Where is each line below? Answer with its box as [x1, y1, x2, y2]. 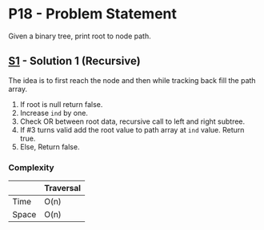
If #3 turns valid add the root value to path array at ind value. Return [19, 125, 245, 134]
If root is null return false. [19, 99, 103, 109]
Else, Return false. [19, 141, 80, 152]
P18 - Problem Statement [8, 5, 178, 23]
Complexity [8, 161, 54, 172]
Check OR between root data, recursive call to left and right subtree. [19, 117, 246, 126]
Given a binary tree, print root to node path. [8, 31, 151, 41]
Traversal [43, 183, 82, 194]
